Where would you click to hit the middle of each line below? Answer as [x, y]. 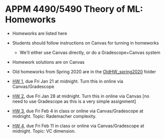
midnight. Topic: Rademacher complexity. [54, 116]
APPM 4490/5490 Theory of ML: [74, 9]
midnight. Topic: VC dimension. [44, 131]
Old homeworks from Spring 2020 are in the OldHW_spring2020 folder [84, 71]
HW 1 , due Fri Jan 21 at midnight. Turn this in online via [68, 81]
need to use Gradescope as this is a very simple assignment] [74, 101]
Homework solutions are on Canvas [48, 62]
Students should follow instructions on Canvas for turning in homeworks [85, 43]
